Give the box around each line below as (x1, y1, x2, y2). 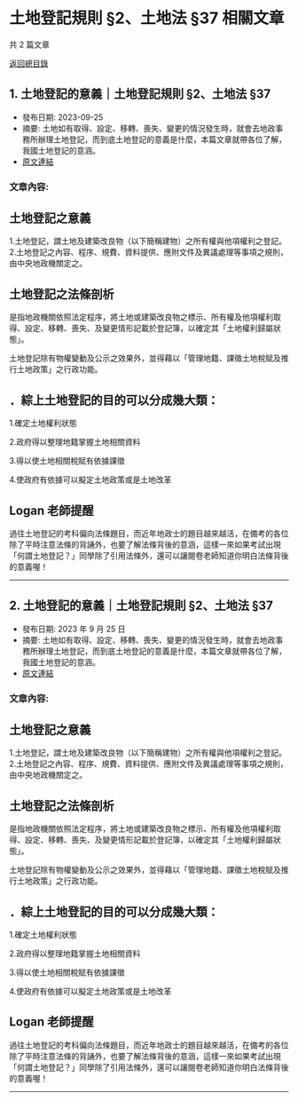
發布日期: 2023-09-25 (21, 112, 104, 123)
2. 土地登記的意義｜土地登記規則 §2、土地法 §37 (9, 598, 273, 614)
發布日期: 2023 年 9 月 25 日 (21, 623, 126, 634)
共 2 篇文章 (9, 39, 51, 50)
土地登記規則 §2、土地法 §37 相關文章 (9, 8, 285, 28)
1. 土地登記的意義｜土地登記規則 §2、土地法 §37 (9, 86, 271, 102)
